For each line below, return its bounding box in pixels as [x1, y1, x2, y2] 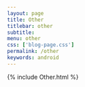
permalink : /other [7, 48, 59, 55]
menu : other [7, 35, 41, 42]
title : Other [7, 16, 44, 23]
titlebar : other [7, 22, 53, 29]
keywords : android [7, 54, 59, 61]
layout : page [7, 10, 44, 17]
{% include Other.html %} [7, 73, 79, 81]
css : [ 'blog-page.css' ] [7, 41, 75, 48]
